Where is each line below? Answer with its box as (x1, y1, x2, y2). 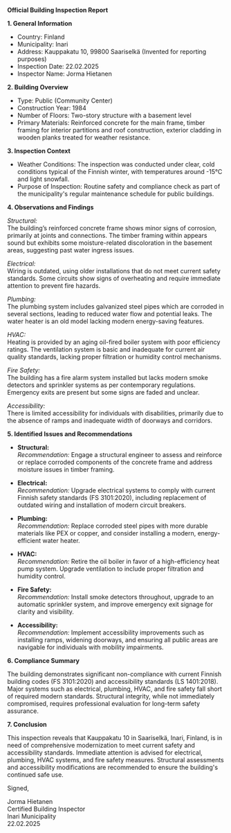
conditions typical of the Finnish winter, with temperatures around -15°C (17, 168, 223, 175)
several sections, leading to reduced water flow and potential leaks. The (7, 310, 212, 318)
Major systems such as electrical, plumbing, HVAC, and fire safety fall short (7, 685, 223, 693)
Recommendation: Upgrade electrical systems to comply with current (17, 486, 216, 495)
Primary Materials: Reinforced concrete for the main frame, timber (17, 119, 205, 127)
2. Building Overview (7, 83, 68, 91)
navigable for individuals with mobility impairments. (17, 643, 164, 651)
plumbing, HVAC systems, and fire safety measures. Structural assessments (7, 756, 225, 764)
